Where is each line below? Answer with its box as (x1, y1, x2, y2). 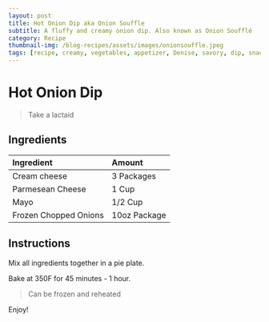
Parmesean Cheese (12, 183, 86, 195)
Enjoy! (8, 304, 30, 314)
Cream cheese (12, 170, 68, 181)
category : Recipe (8, 34, 66, 42)
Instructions (8, 237, 70, 251)
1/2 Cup (111, 196, 143, 207)
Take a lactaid (27, 110, 74, 119)
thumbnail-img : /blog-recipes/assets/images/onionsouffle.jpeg (8, 42, 224, 50)
